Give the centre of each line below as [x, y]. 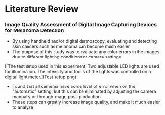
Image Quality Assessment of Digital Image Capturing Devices [81, 25]
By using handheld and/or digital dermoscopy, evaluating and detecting [84, 41]
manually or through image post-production [56, 97]
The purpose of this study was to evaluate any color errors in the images [86, 52]
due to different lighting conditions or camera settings [67, 57]
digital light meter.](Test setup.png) [41, 77]
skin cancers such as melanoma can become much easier [71, 46]
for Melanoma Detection [35, 30]
